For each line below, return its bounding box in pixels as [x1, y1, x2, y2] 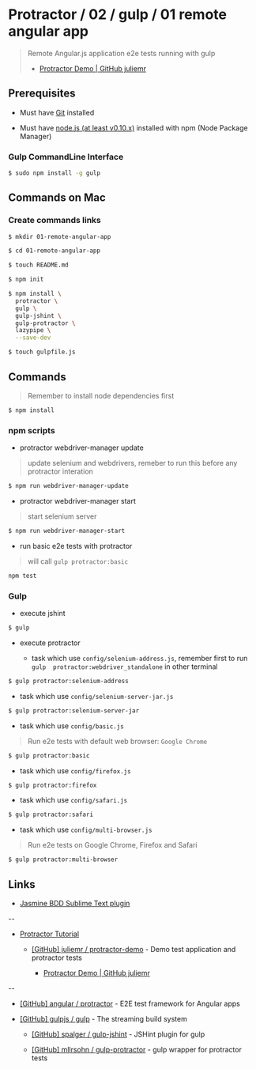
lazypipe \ [15, 327, 51, 334]
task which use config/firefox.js [19, 765, 132, 776]
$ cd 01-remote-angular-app [8, 247, 101, 255]
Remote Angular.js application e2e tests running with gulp [27, 48, 216, 58]
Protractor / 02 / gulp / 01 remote [8, 6, 228, 24]
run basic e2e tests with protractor [19, 541, 133, 550]
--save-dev [15, 334, 51, 342]
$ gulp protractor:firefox [8, 781, 97, 789]
